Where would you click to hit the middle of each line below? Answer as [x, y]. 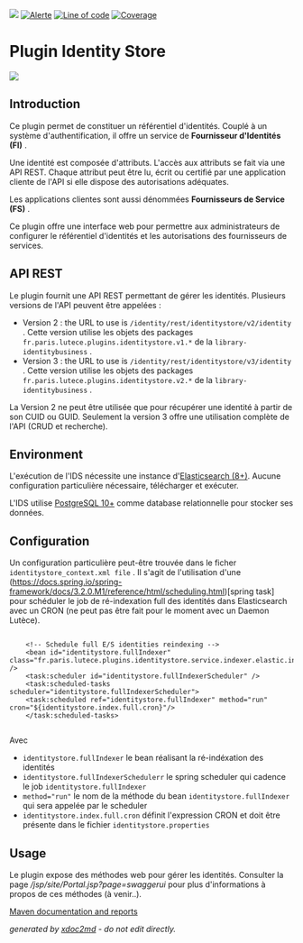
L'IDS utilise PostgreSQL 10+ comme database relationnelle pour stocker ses [151, 503]
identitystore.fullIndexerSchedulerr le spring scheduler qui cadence [154, 777]
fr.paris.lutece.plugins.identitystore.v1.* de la [118, 342]
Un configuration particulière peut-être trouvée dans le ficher [123, 563]
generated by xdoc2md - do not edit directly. [92, 929]
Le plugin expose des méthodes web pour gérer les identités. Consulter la [147, 875]
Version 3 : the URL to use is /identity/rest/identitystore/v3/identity [156, 361]
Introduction [45, 104]
